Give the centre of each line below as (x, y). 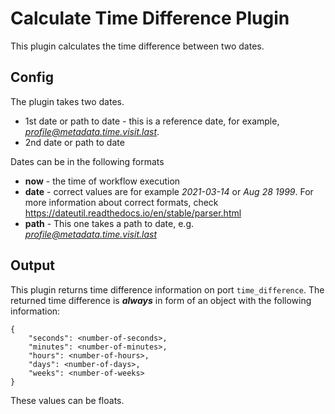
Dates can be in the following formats (87, 161)
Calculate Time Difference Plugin (150, 18)
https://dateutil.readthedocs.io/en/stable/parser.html (133, 213)
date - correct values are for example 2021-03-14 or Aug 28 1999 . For (169, 191)
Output (32, 265)
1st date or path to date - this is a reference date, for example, (152, 121)
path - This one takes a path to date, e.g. (109, 223)
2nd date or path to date (74, 142)
